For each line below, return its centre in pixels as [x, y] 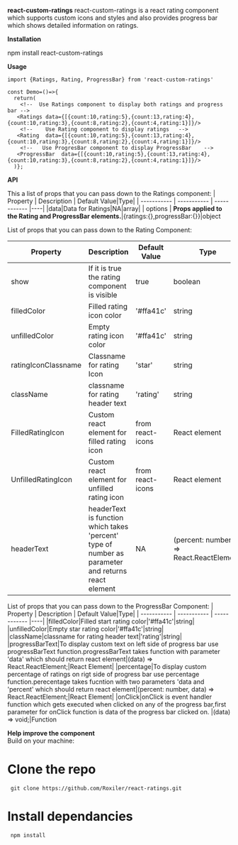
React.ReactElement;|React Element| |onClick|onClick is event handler [110, 697]
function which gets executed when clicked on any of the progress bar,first [117, 704]
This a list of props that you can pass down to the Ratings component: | [112, 193]
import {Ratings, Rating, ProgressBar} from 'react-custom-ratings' [110, 80]
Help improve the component [51, 733]
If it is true [105, 268]
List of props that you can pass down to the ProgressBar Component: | [110, 606]
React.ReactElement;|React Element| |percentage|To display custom [107, 666]
